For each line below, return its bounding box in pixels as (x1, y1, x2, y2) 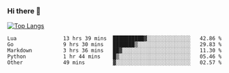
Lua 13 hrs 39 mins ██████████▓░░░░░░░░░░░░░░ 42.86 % (7, 35, 222, 42)
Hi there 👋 (7, 6, 42, 16)
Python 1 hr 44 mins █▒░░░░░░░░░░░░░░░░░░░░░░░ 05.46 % (7, 53, 222, 61)
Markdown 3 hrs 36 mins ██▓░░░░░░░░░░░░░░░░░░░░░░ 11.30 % (7, 48, 222, 54)
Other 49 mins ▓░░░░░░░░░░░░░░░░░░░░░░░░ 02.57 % (7, 59, 222, 66)
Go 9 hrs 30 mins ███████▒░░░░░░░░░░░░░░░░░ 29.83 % (7, 41, 222, 48)
